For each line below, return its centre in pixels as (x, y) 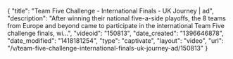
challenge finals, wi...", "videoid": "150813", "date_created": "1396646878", (115, 33)
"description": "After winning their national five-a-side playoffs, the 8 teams (117, 18)
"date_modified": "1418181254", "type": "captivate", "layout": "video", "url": (115, 41)
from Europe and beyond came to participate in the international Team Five (116, 26)
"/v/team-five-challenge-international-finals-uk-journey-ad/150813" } (108, 48)
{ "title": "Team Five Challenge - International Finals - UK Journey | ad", (111, 11)
